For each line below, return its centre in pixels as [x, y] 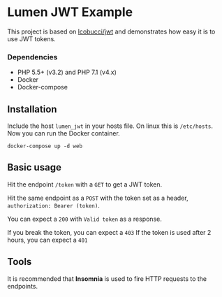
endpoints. [23, 286]
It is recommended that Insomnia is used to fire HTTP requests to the [107, 278]
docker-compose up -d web [45, 146]
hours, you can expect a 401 [48, 240]
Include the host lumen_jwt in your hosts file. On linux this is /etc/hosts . [110, 126]
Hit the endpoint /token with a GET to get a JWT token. [85, 184]
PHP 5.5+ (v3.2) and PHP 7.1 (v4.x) [67, 72]
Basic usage [34, 167]
